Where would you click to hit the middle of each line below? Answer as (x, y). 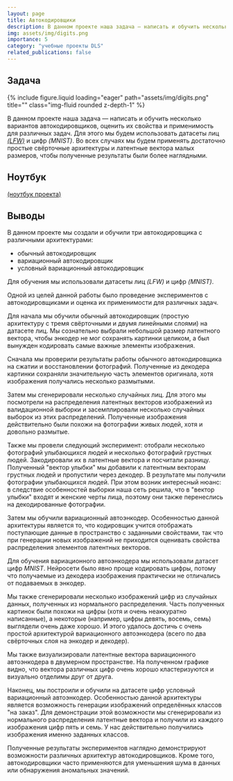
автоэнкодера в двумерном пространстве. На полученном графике (108, 662)
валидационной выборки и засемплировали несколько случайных (106, 410)
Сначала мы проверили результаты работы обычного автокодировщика (114, 359)
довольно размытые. (38, 432)
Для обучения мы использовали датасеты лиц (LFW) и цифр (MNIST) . (111, 282)
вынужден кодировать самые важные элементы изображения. (101, 346)
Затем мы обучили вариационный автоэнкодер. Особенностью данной (113, 518)
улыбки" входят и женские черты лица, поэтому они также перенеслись (115, 497)
